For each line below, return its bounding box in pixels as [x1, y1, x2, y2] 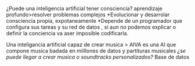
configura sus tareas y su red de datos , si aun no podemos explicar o [6, 23, 176, 30]
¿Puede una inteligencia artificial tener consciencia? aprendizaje [6, 5, 162, 12]
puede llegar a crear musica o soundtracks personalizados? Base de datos [6, 54, 190, 60]
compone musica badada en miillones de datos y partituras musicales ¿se [6, 47, 186, 54]
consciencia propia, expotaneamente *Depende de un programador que [6, 18, 183, 24]
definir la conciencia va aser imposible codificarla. [6, 30, 129, 37]
